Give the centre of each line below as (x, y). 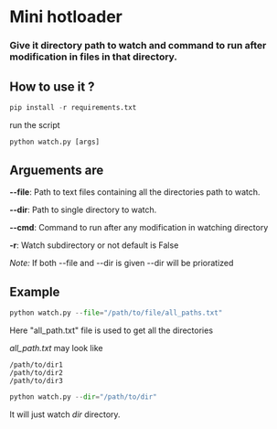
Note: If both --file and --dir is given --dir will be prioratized (122, 263)
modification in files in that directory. (94, 57)
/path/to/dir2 (37, 373)
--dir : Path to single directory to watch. (83, 210)
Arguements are (57, 171)
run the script (35, 124)
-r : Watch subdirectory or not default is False (94, 245)
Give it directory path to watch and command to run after (138, 46)
